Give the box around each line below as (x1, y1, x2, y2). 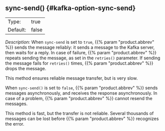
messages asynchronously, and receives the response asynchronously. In (5, 90, 157, 96)
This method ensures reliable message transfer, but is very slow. (5, 75, 138, 81)
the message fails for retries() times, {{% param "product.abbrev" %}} (5, 60, 153, 66)
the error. (5, 121, 24, 127)
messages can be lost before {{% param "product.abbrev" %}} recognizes (5, 116, 159, 122)
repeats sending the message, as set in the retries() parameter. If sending (5, 55, 160, 61)
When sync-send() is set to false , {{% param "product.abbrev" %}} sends (5, 85, 158, 91)
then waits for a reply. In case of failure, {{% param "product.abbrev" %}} (5, 49, 156, 55)
